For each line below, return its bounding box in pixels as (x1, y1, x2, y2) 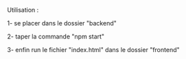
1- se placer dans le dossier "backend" (7, 19, 117, 27)
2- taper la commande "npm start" (7, 32, 105, 40)
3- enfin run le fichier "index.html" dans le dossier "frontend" (7, 46, 180, 54)
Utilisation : (7, 6, 39, 14)
